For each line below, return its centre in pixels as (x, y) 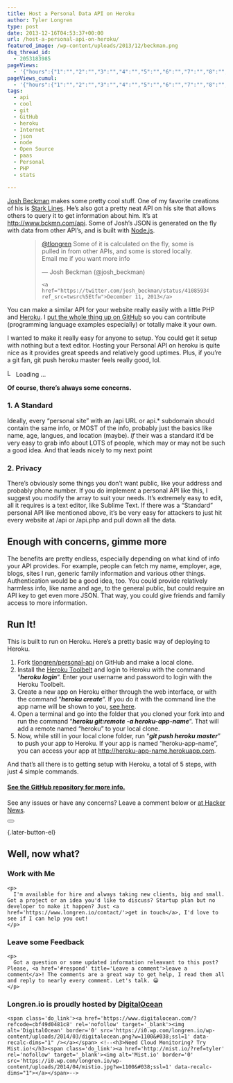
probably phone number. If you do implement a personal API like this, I (107, 491)
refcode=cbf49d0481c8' (40, 1025)
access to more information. (48, 603)
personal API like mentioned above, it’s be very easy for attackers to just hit (115, 513)
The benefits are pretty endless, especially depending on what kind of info (113, 558)
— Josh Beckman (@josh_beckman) (93, 272)
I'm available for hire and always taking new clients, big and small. (119, 894)
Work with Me (31, 873)
